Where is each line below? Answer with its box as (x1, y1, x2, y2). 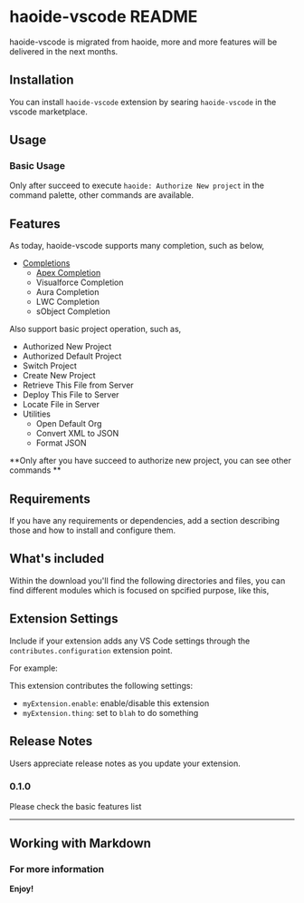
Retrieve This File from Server (22, 379, 134, 391)
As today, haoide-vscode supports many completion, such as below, (9, 240, 265, 251)
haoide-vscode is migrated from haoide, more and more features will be (9, 36, 278, 47)
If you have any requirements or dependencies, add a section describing (9, 515, 280, 526)
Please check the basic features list (9, 800, 142, 811)
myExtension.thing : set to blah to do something (22, 707, 199, 718)
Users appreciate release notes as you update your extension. (9, 758, 242, 769)
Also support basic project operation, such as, (9, 324, 182, 335)
